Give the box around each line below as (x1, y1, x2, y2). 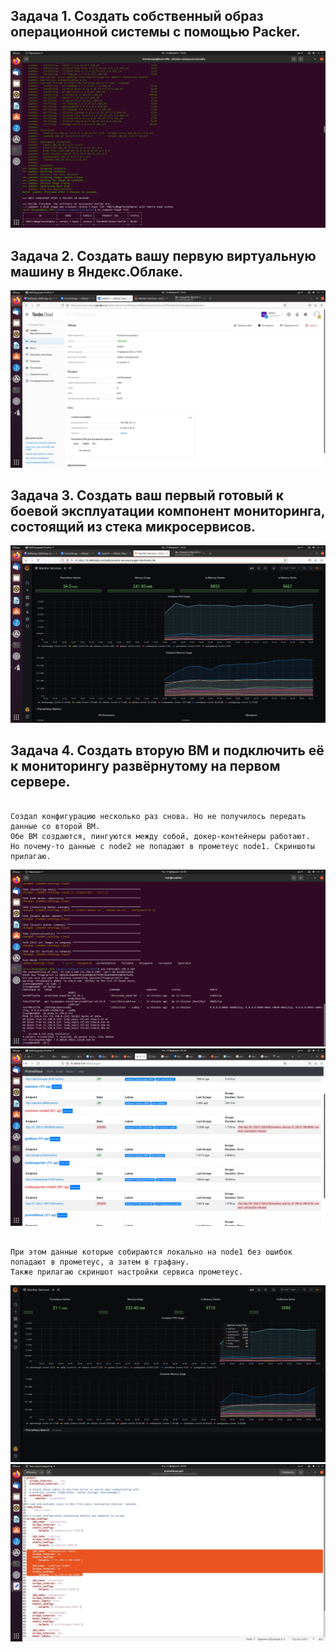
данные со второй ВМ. (10, 821, 101, 831)
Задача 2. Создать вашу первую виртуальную (10, 247, 317, 264)
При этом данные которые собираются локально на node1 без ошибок (10, 1247, 293, 1257)
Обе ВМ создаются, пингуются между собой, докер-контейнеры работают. (10, 831, 311, 841)
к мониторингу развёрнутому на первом (10, 758, 281, 775)
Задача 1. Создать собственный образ (10, 8, 264, 25)
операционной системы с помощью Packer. (10, 24, 301, 41)
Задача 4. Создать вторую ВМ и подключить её (10, 742, 325, 759)
